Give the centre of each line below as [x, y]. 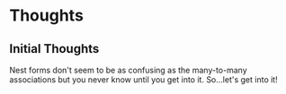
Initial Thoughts [54, 49]
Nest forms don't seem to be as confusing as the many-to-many [128, 70]
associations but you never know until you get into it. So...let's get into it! [143, 80]
